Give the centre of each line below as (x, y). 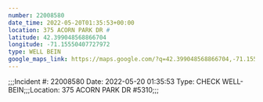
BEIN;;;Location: (34, 89)
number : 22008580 (36, 15)
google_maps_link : (38, 60)
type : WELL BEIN (34, 52)
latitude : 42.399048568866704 (58, 37)
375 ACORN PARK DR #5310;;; (110, 89)
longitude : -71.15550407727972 (59, 45)
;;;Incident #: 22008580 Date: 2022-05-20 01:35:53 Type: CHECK (114, 81)
